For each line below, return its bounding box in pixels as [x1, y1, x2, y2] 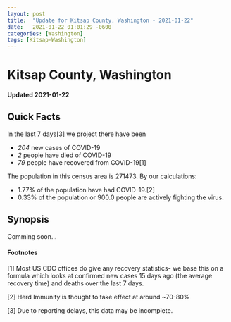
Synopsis [7, 213, 49, 225]
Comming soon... [7, 232, 57, 240]
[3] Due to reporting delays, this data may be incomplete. [7, 306, 173, 314]
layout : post [7, 10, 46, 18]
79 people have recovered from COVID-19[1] [17, 158, 146, 166]
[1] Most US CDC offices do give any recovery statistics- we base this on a [7, 264, 224, 272]
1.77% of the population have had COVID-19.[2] [17, 185, 155, 194]
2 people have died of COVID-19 [17, 151, 112, 159]
